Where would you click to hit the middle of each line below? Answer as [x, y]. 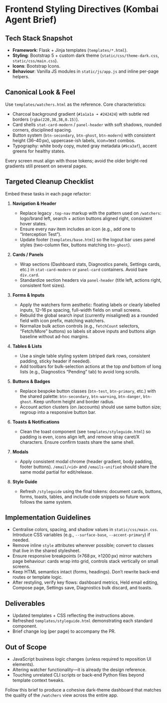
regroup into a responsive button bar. [58, 412]
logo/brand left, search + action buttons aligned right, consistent [86, 218]
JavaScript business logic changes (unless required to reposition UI [82, 659]
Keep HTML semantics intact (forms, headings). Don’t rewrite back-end [86, 572]
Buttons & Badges [31, 381]
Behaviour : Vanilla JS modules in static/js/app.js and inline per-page [85, 71]
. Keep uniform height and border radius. [73, 401]
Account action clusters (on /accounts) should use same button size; [90, 407]
